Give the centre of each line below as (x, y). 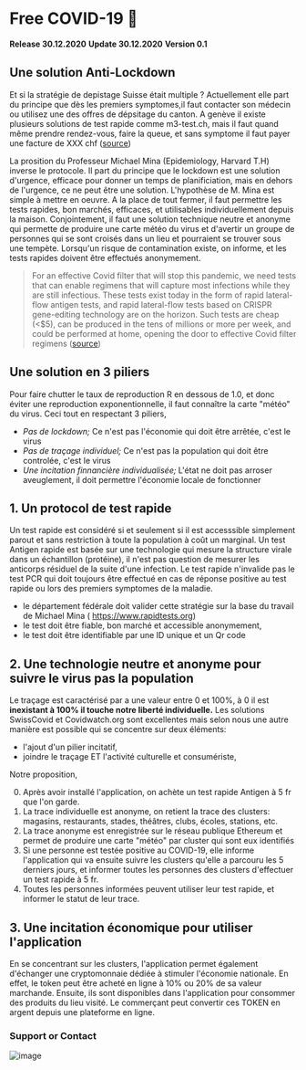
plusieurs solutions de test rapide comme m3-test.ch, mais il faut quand (144, 123)
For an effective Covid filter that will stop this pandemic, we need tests (164, 275)
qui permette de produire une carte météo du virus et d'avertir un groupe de (152, 228)
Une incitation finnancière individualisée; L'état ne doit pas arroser (148, 470)
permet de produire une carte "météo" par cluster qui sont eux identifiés (158, 841)
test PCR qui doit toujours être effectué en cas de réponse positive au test (148, 579)
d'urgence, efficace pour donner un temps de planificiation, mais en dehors (151, 180)
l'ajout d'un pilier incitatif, (70, 747)
